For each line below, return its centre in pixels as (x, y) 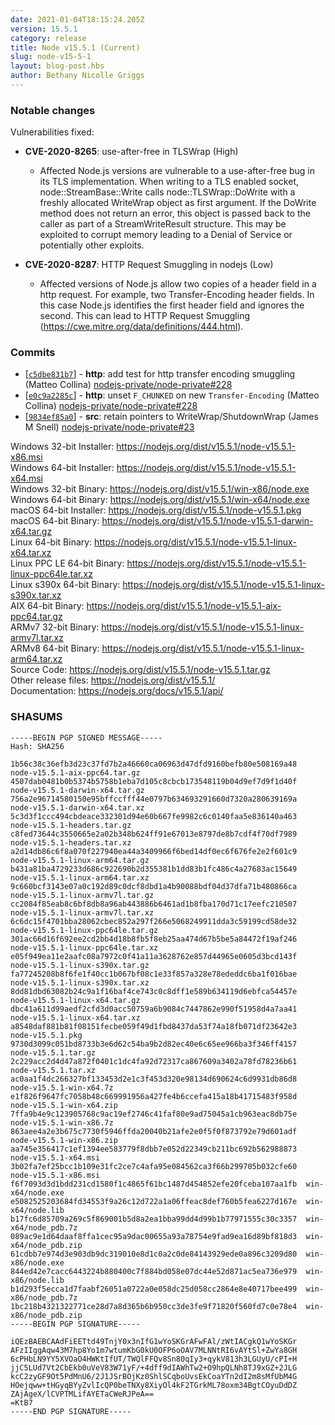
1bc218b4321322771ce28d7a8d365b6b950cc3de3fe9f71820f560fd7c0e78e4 (154, 1306)
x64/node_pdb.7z (44, 1227)
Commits (33, 353)
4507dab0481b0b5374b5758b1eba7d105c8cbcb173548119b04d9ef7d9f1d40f (154, 781)
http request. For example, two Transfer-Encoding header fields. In (177, 295)
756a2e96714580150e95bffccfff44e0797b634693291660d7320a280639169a (154, 799)
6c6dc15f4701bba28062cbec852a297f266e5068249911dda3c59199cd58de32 (154, 921)
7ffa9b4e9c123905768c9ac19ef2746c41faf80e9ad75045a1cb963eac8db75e (154, 1114)
